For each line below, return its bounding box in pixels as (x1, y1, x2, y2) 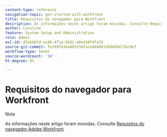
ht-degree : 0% (5, 58, 35, 63)
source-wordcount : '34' (5, 53, 55, 59)
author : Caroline (5, 26, 41, 31)
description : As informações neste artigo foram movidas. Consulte (5, 21, 148, 26)
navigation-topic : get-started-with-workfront (5, 12, 103, 17)
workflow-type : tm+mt (5, 49, 50, 54)
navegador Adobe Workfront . (5, 126, 65, 132)
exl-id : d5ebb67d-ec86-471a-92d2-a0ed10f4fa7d (5, 40, 103, 45)
